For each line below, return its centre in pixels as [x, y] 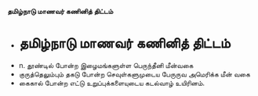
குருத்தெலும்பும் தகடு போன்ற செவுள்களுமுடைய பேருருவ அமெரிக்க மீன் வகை [134, 74]
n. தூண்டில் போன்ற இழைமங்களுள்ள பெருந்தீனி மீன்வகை [106, 65]
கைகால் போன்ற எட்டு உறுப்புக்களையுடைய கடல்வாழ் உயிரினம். [112, 83]
